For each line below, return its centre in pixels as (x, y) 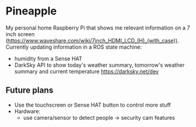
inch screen (20, 34)
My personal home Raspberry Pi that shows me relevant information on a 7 (98, 28)
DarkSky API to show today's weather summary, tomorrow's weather (99, 65)
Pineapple (31, 11)
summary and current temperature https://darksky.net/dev (87, 71)
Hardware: (27, 111)
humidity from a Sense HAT (48, 58)
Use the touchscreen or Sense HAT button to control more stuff (93, 105)
